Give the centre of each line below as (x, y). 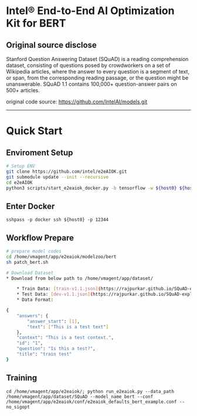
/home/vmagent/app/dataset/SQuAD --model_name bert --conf (80, 397)
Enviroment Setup (40, 152)
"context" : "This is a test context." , (65, 338)
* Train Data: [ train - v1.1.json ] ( (59, 289)
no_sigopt (18, 407)
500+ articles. (23, 90)
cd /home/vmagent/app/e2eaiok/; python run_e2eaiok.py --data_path (90, 391)
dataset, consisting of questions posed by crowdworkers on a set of (88, 65)
